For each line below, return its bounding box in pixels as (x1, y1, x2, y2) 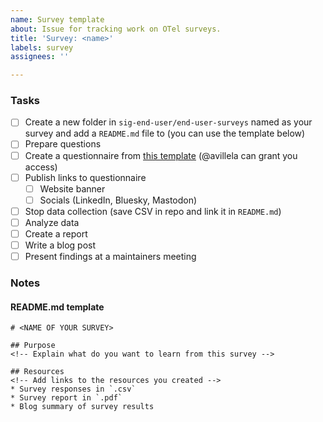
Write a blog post (24, 239, 97, 251)
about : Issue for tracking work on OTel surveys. (10, 24, 222, 34)
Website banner (39, 182, 106, 195)
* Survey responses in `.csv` (10, 384, 137, 395)
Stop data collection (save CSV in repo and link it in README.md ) (24, 205, 282, 217)
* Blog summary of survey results (10, 402, 155, 412)
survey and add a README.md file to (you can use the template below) (24, 127, 306, 140)
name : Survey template (10, 14, 105, 25)
